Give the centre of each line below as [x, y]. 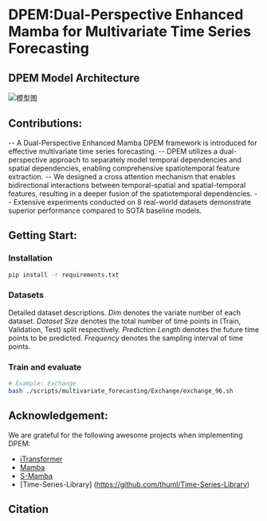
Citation [29, 509]
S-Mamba [36, 476]
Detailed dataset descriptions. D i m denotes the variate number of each [125, 312]
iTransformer [41, 459]
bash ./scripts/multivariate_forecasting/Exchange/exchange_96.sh [121, 391]
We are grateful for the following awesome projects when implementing [126, 435]
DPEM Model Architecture [74, 78]
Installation [31, 258]
